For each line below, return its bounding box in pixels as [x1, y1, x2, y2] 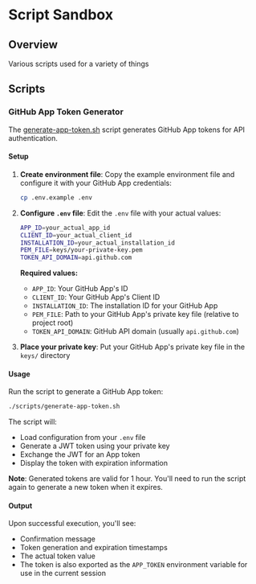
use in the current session [19, 569, 107, 578]
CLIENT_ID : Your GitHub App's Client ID [31, 292, 161, 302]
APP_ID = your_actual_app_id [19, 224, 111, 232]
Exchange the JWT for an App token [19, 450, 140, 459]
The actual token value [19, 551, 96, 561]
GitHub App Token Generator [8, 106, 124, 117]
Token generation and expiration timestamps [19, 543, 169, 553]
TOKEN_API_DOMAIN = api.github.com [19, 253, 132, 262]
